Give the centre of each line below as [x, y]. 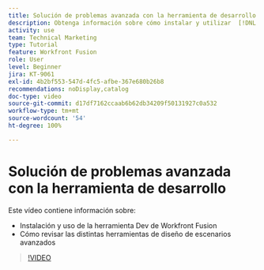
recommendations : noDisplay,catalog [68, 89]
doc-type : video [35, 96]
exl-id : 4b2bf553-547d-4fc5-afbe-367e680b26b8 [86, 81]
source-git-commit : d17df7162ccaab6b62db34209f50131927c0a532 [113, 103]
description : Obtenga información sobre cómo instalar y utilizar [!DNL [132, 23]
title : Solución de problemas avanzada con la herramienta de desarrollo [132, 15]
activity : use [32, 30]
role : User [26, 60]
